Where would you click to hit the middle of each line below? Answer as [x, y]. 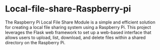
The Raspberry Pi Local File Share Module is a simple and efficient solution [80, 22]
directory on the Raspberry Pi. [35, 42]
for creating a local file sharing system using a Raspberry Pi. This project [78, 27]
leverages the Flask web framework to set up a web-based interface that [78, 32]
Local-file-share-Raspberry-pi [68, 9]
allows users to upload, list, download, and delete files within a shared [75, 37]
